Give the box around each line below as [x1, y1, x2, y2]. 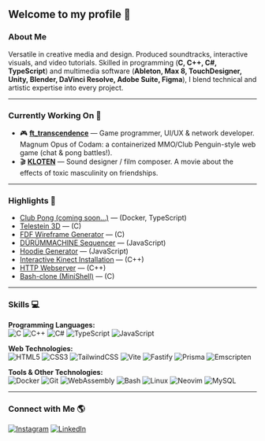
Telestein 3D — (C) [19, 221, 82, 231]
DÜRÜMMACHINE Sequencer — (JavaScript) [19, 238, 166, 248]
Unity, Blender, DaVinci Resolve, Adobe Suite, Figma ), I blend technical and [8, 74, 257, 83]
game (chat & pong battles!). [19, 147, 113, 157]
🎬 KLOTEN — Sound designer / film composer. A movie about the [19, 157, 234, 166]
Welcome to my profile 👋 [8, 8, 131, 21]
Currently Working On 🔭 [8, 109, 102, 120]
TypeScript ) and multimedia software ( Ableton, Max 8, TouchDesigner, [8, 66, 242, 76]
